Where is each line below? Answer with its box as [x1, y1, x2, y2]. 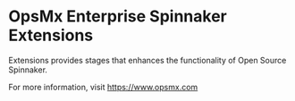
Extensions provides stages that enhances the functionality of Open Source [8, 55, 287, 65]
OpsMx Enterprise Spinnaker [8, 6, 227, 27]
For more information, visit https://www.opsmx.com [8, 81, 198, 92]
